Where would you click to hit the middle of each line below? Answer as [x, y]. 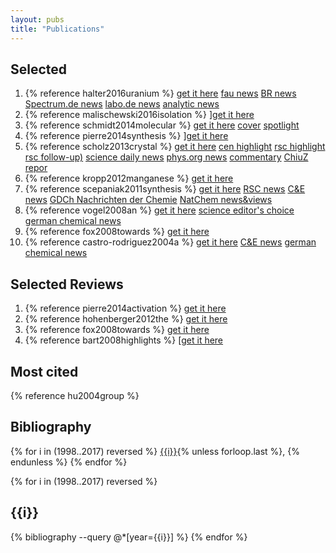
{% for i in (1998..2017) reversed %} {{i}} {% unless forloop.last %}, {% [155, 451]
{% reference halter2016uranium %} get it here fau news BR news [160, 93]
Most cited [44, 371]
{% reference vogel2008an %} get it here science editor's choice [159, 210]
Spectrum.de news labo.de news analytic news [122, 104]
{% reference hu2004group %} [75, 395]
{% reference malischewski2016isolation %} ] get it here [139, 115]
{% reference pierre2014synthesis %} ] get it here [126, 136]
